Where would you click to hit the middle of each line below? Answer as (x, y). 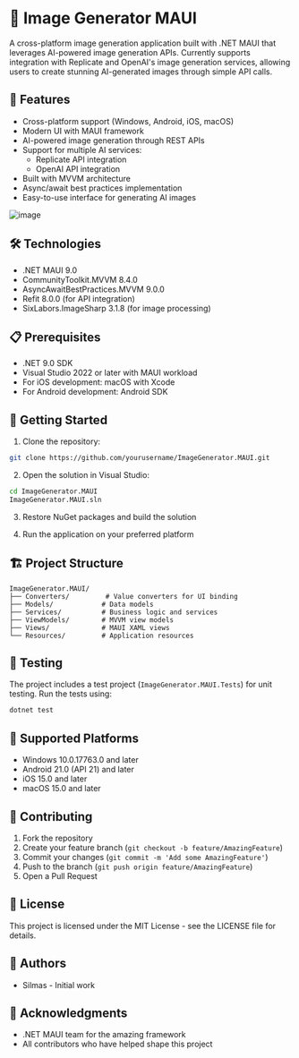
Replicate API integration (81, 159)
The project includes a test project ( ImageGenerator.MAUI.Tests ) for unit (141, 685)
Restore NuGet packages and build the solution (109, 516)
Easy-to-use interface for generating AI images (109, 197)
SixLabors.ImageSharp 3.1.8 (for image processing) (117, 308)
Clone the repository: (61, 441)
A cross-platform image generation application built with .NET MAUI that (143, 43)
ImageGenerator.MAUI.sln (56, 499)
